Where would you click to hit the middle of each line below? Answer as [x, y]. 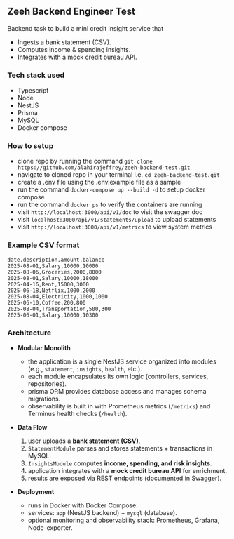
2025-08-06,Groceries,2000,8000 [54, 272]
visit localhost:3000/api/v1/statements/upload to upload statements [117, 220]
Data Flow [32, 427]
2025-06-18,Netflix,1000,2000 [51, 291]
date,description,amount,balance [56, 260]
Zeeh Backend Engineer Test [71, 12]
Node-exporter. [50, 528]
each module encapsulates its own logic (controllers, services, [118, 376]
